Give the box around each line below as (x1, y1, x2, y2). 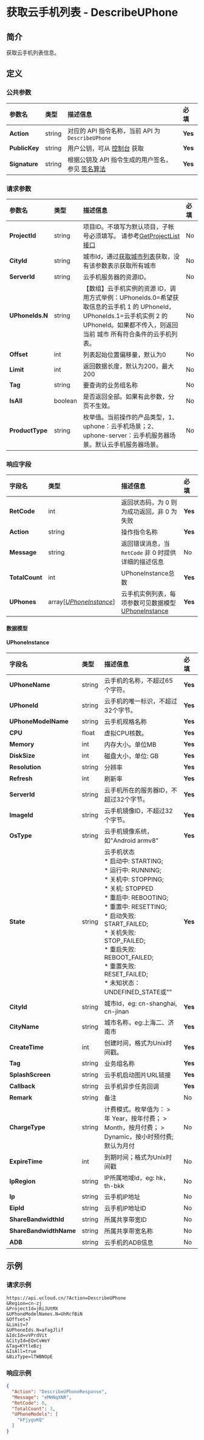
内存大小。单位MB (104, 741, 157, 749)
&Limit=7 (6, 1321, 29, 1328)
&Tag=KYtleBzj (6, 1343, 42, 1349)
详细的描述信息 (121, 558, 164, 566)
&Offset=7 (6, 1316, 32, 1322)
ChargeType (9, 1123, 46, 1132)
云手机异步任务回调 (104, 1082, 160, 1091)
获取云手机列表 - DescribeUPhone (6, 5, 178, 19)
